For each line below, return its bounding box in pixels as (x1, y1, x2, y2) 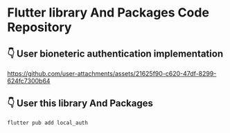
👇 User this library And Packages (7, 98, 154, 110)
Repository (7, 19, 72, 35)
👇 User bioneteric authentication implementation (7, 48, 224, 59)
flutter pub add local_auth (7, 119, 89, 126)
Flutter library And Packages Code (7, 5, 210, 21)
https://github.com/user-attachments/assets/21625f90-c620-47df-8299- (7, 70, 217, 77)
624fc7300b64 (7, 77, 51, 85)
